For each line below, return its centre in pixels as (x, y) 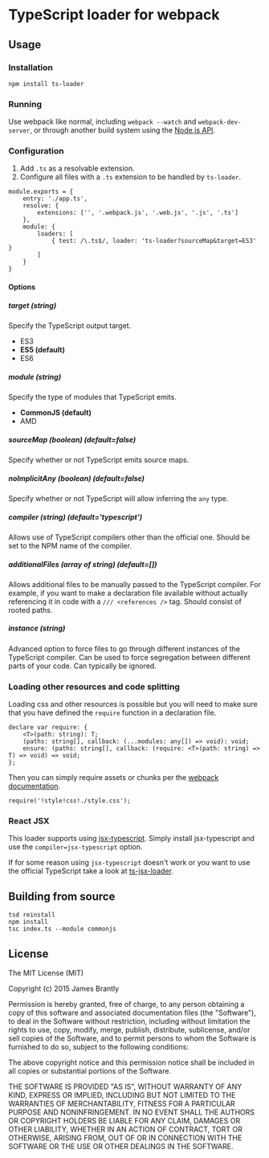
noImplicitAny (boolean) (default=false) (77, 478)
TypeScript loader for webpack (114, 15)
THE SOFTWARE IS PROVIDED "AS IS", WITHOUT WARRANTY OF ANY (125, 1086)
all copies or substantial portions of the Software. (90, 1071)
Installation (31, 68)
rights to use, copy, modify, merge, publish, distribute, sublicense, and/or (129, 1030)
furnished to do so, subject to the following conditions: (98, 1047)
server (19, 131)
